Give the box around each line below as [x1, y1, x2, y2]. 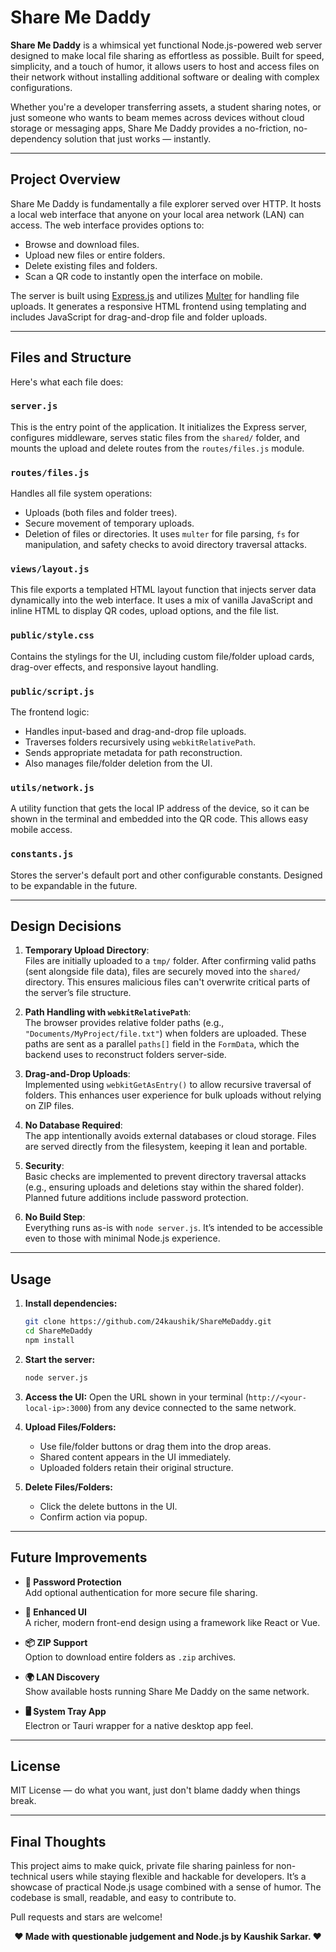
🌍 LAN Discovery [24, 1671, 100, 1683]
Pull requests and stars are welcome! [10, 1911, 163, 1923]
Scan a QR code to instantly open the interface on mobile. [24, 270, 263, 282]
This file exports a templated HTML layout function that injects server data [10, 584, 317, 596]
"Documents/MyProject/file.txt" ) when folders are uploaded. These [24, 1027, 307, 1040]
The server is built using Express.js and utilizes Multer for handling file [10, 289, 300, 301]
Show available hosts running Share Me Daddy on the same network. [24, 1685, 310, 1697]
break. [10, 1795, 37, 1807]
